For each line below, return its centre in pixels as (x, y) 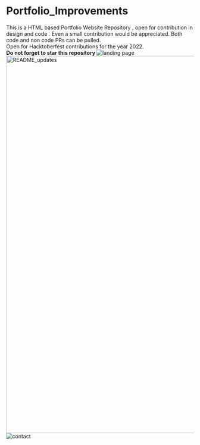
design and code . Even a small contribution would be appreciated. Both (94, 33)
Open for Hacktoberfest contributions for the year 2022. (75, 46)
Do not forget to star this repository (51, 52)
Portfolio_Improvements (67, 11)
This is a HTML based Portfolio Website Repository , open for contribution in (100, 27)
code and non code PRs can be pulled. (54, 40)
